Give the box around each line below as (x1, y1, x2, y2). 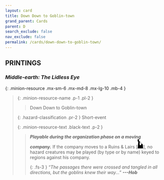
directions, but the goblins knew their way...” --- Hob (29, 169, 138, 175)
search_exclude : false (5, 29, 52, 34)
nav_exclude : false (5, 34, 46, 39)
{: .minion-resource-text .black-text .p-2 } (17, 124, 103, 130)
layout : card (5, 8, 32, 13)
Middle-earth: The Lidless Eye (5, 74, 80, 81)
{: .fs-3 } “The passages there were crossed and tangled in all (29, 164, 158, 170)
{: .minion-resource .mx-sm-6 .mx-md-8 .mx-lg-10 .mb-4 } (5, 85, 126, 91)
